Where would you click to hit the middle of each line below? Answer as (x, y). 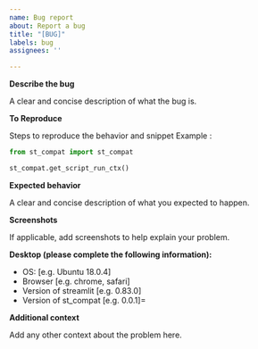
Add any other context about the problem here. (96, 335)
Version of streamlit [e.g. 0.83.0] (82, 290)
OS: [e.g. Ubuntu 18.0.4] (67, 271)
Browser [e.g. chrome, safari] (76, 281)
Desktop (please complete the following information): (111, 254)
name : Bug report (42, 17)
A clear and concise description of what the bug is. (103, 101)
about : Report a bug (48, 26)
